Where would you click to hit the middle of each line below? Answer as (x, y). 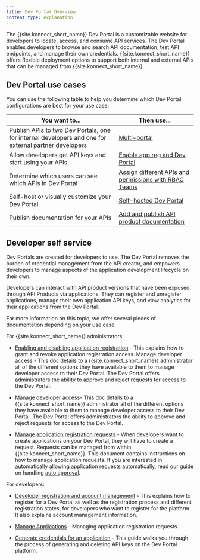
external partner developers (48, 145)
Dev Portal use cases (46, 85)
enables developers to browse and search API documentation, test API (93, 47)
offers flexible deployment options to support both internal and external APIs (100, 60)
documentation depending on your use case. (61, 325)
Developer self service (49, 243)
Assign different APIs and (154, 172)
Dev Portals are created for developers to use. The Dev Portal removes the (98, 257)
